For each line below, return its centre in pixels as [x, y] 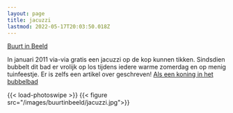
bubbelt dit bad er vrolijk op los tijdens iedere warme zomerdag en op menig [116, 67]
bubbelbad [23, 82]
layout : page [26, 14]
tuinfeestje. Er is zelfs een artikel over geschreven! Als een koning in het [110, 74]
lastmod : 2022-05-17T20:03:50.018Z [59, 26]
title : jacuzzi [29, 20]
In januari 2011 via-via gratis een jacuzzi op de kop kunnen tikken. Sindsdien [116, 60]
